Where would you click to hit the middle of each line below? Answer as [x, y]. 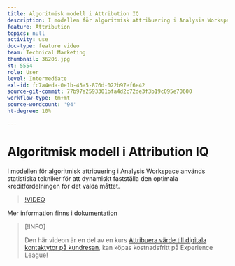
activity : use [28, 40]
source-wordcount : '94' [42, 105]
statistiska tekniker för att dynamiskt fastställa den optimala [93, 178]
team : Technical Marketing [47, 53]
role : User [23, 72]
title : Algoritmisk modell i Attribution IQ [73, 14]
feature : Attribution [39, 27]
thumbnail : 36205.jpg [39, 59]
